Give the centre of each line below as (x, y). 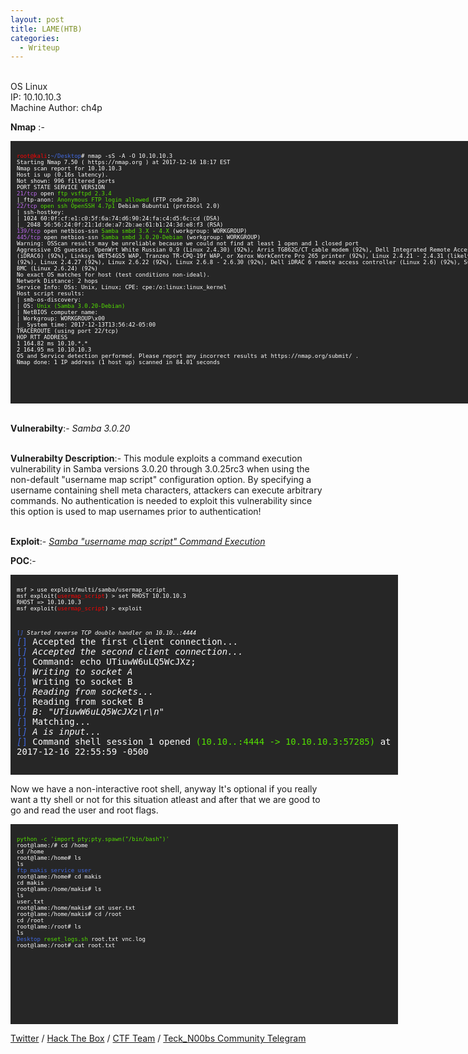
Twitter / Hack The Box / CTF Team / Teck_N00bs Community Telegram (158, 1038)
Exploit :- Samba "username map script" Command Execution (138, 542)
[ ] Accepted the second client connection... (130, 652)
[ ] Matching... (54, 722)
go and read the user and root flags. (84, 810)
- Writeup (39, 47)
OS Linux (29, 87)
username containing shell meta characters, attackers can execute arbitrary (166, 490)
